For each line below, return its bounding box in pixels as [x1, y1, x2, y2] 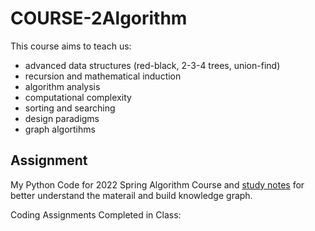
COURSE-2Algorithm [10, 7, 188, 30]
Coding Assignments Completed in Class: [10, 208, 182, 221]
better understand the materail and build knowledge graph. [10, 189, 253, 201]
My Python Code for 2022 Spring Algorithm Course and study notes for [10, 178, 305, 191]
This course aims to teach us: [10, 40, 132, 52]
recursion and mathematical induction [24, 70, 182, 82]
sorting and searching [24, 102, 116, 114]
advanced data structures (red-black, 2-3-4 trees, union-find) [24, 59, 281, 71]
